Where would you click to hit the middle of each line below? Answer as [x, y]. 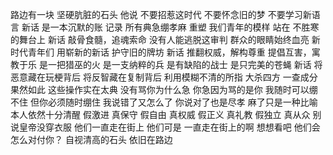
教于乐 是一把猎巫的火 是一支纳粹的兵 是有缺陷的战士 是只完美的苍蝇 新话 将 [166, 64]
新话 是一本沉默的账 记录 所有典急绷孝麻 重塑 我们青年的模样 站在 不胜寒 [170, 27]
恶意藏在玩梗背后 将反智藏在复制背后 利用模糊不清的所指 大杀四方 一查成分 [164, 77]
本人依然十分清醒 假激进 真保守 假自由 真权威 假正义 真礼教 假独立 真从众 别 [166, 114]
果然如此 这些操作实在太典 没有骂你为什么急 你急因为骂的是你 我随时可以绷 [164, 89]
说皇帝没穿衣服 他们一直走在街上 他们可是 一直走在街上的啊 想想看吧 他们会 [165, 127]
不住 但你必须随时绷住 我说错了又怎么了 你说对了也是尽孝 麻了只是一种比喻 [164, 102]
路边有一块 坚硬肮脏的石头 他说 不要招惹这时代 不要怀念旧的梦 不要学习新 [161, 14]
